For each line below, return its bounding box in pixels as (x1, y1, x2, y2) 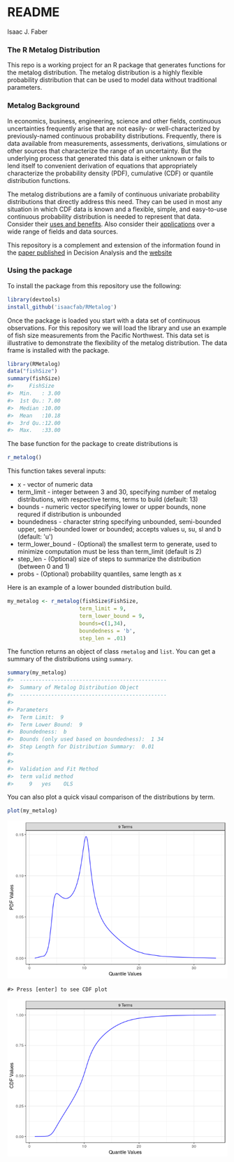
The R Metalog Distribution (7, 45, 101, 55)
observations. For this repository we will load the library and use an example (7, 323, 227, 332)
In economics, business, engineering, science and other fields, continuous (7, 116, 221, 125)
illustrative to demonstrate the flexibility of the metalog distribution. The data (7, 338, 228, 347)
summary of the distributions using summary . (7, 655, 133, 663)
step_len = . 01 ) (79, 635, 127, 642)
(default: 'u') (17, 532, 54, 541)
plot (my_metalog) (7, 807, 58, 814)
